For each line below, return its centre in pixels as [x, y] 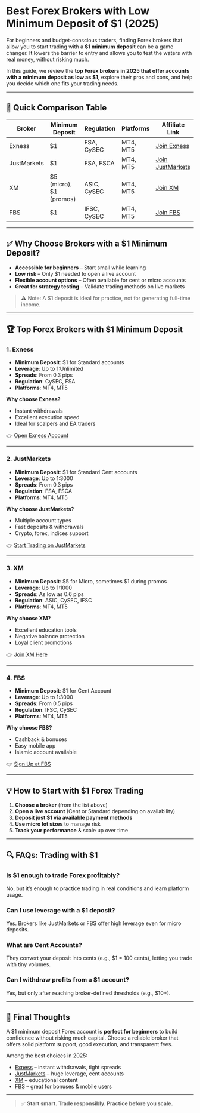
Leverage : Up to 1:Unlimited [49, 369]
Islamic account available [46, 752]
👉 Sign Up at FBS [29, 764]
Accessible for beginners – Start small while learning [80, 268]
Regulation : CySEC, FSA [45, 382]
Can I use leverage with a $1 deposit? [61, 910]
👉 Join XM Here [27, 654]
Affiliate [173, 125]
